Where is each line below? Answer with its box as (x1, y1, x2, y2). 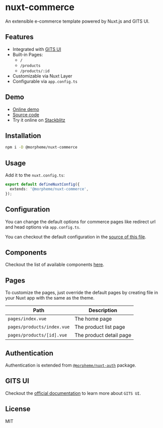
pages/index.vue (8, 316, 47, 322)
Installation (5, 131, 41, 140)
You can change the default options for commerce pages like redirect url (5, 219, 156, 225)
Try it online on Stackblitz (12, 117, 65, 123)
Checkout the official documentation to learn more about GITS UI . (5, 390, 141, 396)
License (5, 405, 31, 413)
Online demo (12, 106, 39, 112)
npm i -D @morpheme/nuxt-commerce (5, 145, 78, 150)
